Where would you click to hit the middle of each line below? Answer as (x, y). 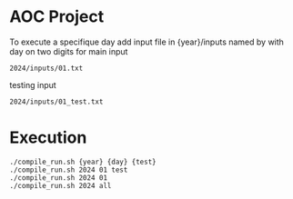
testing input (33, 85)
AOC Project (57, 17)
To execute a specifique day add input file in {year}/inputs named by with (147, 42)
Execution (48, 138)
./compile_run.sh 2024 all (61, 185)
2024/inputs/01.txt (46, 68)
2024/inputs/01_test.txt (56, 102)
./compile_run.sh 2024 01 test (69, 170)
